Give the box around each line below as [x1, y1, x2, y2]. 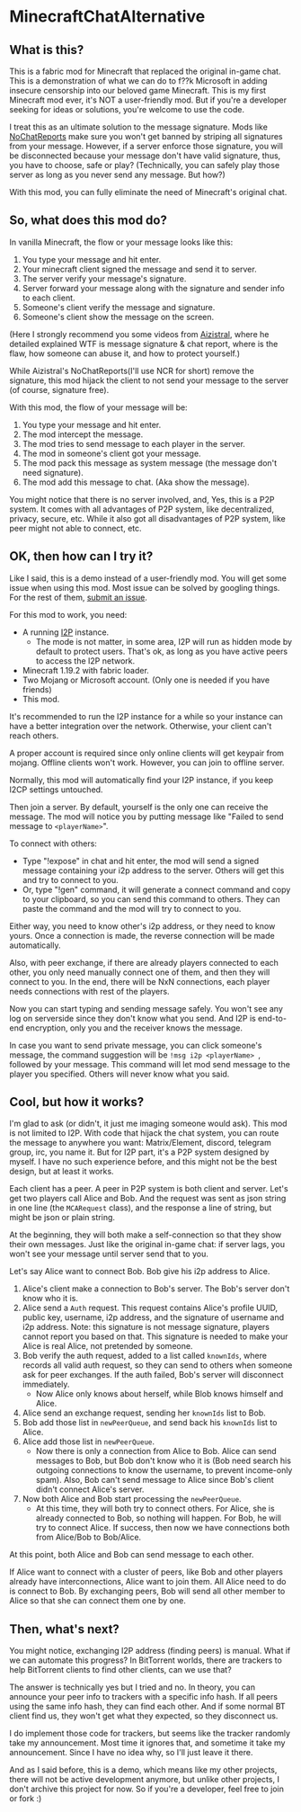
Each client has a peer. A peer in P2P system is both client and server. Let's [9, 1183, 289, 1194]
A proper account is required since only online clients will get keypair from [9, 747, 285, 758]
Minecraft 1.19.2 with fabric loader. [22, 665, 150, 675]
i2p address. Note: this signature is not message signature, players [22, 1322, 270, 1333]
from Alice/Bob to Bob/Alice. [35, 1531, 142, 1543]
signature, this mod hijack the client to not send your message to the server [9, 375, 289, 386]
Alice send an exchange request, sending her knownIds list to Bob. [22, 1407, 267, 1418]
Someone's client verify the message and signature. [22, 301, 216, 312]
